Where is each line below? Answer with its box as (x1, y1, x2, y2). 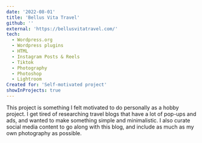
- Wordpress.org (12, 37, 53, 43)
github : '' (6, 20, 34, 26)
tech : (6, 31, 20, 37)
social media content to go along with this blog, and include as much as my (6, 123, 194, 130)
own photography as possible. (6, 129, 82, 136)
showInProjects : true (6, 87, 61, 94)
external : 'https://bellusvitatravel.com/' (6, 25, 118, 32)
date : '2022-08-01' (6, 8, 56, 15)
